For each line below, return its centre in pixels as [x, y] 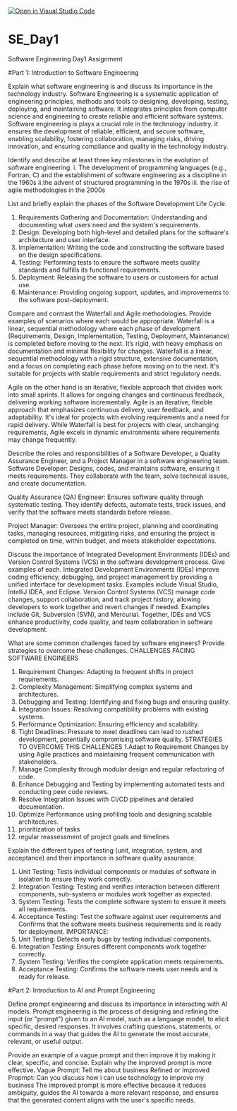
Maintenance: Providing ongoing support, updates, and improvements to [123, 292]
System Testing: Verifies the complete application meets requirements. [121, 961]
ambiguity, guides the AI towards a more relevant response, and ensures [114, 1092]
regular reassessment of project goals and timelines [94, 836]
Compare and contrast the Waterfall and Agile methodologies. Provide [110, 313]
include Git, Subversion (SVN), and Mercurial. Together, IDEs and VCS [109, 614]
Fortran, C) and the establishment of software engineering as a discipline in [117, 175]
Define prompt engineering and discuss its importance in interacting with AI [118, 1004]
